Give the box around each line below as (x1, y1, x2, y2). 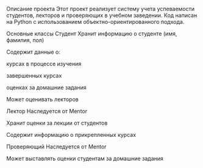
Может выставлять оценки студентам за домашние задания (6, 155, 163, 162)
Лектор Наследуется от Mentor (6, 108, 87, 115)
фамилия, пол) (6, 37, 45, 43)
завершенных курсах (6, 72, 62, 79)
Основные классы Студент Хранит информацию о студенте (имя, (6, 30, 177, 37)
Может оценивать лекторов (6, 96, 79, 103)
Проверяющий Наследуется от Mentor (6, 143, 107, 150)
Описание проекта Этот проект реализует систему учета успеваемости (6, 5, 195, 12)
